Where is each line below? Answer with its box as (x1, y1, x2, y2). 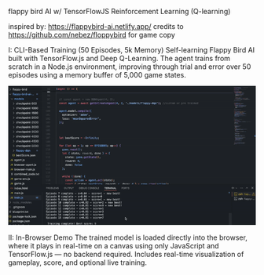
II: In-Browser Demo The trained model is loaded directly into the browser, (8, 233, 247, 242)
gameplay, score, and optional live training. (8, 258, 148, 267)
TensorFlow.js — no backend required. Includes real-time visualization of (8, 249, 244, 259)
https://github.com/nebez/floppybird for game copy (8, 31, 175, 39)
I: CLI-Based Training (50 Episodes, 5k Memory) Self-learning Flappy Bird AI (8, 45, 255, 54)
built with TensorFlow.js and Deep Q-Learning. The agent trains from (8, 54, 230, 63)
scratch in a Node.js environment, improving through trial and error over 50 (8, 62, 251, 71)
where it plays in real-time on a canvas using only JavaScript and (8, 241, 219, 250)
